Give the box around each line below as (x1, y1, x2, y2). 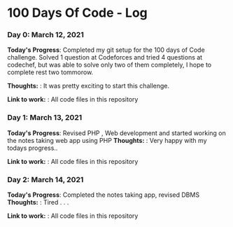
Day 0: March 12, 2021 (7, 30, 84, 40)
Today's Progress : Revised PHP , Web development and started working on (7, 128, 226, 137)
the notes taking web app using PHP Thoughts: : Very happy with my (7, 136, 208, 144)
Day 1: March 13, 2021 (7, 113, 83, 123)
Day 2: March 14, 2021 (7, 174, 84, 184)
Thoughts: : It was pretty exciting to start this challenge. (7, 82, 170, 90)
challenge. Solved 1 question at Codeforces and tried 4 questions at (7, 53, 203, 62)
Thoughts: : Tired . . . (7, 198, 69, 207)
